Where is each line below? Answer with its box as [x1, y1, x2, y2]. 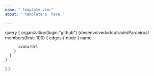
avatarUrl [18, 44, 38, 49]
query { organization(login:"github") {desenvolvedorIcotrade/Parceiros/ [5, 29, 150, 35]
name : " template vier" [5, 7, 54, 12]
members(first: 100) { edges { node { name [5, 35, 92, 41]
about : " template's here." [5, 12, 65, 17]
